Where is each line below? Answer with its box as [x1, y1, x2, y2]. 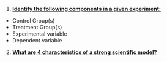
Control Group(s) [12, 17, 55, 24]
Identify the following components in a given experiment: [12, 6, 161, 12]
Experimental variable [12, 30, 67, 37]
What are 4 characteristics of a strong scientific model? [12, 48, 157, 56]
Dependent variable [12, 37, 62, 44]
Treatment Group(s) [12, 24, 62, 31]
